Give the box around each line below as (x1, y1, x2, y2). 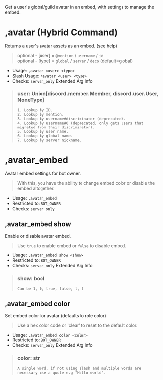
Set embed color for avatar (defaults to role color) (5, 313, 106, 319)
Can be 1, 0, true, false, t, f (17, 286, 84, 291)
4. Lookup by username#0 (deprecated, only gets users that (17, 121, 144, 126)
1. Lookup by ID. (17, 108, 53, 113)
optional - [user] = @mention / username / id (17, 52, 104, 58)
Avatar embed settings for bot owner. (5, 170, 81, 177)
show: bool (17, 275, 45, 282)
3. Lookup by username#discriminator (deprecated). (17, 116, 126, 122)
